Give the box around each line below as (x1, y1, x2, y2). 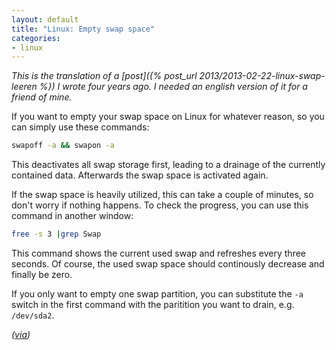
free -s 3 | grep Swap (11, 229, 102, 240)
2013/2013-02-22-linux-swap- (199, 70, 326, 82)
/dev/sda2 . (11, 309, 55, 321)
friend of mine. (11, 91, 73, 103)
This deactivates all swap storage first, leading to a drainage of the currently (11, 159, 326, 171)
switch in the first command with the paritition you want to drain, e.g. (11, 299, 295, 310)
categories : (11, 33, 61, 43)
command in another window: (11, 210, 134, 222)
